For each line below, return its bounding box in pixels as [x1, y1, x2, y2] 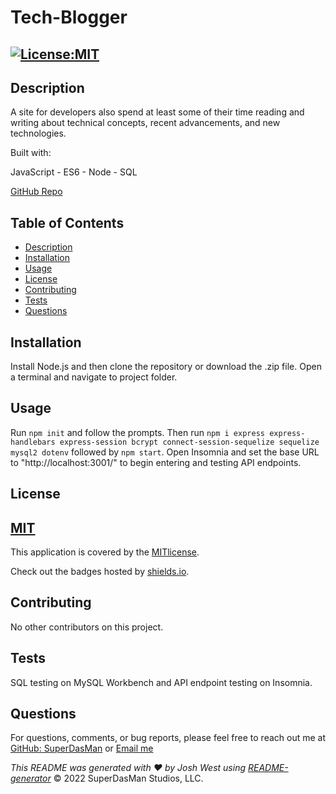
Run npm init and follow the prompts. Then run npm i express [10, 426, 265, 438]
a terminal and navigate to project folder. [10, 371, 178, 383]
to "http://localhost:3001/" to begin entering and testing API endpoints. [10, 456, 302, 468]
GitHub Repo [10, 186, 63, 198]
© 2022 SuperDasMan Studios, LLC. [53, 772, 204, 785]
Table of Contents [10, 214, 125, 231]
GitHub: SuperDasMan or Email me [10, 742, 154, 755]
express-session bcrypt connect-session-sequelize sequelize [59, 437, 320, 447]
